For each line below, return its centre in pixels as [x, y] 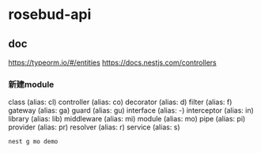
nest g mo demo [33, 142]
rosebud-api [50, 15]
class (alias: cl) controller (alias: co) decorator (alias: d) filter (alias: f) [120, 102]
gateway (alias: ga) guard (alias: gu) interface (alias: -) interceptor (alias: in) [131, 110]
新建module [31, 84]
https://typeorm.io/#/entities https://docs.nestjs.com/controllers [113, 62]
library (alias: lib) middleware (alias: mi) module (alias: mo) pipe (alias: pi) [127, 119]
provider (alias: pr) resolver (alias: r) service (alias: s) [94, 127]
